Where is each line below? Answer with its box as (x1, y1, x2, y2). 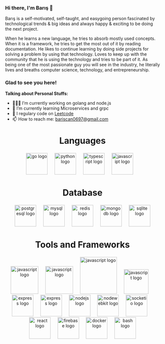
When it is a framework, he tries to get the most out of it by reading (5, 41, 141, 47)
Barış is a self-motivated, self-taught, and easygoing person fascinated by (5, 16, 155, 22)
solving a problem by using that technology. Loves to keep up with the (5, 51, 147, 57)
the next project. (5, 26, 38, 32)
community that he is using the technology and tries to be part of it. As (5, 57, 148, 63)
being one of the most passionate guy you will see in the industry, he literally (5, 62, 160, 68)
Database (62, 187, 103, 198)
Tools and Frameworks (35, 239, 130, 250)
